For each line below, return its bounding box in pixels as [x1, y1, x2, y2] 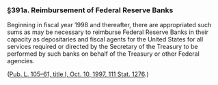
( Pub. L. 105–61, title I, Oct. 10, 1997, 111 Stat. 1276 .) [7, 70, 149, 78]
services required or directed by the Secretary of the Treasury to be [7, 43, 198, 51]
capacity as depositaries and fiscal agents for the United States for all [7, 35, 204, 44]
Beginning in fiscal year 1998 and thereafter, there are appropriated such [7, 21, 212, 29]
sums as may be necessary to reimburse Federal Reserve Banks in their [7, 28, 208, 36]
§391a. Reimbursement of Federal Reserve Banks [7, 5, 174, 15]
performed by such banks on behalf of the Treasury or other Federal [7, 50, 200, 58]
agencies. [7, 57, 35, 65]
